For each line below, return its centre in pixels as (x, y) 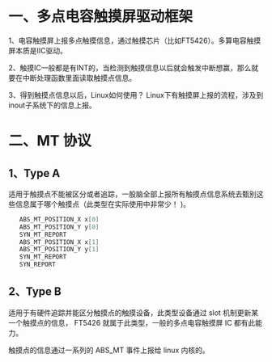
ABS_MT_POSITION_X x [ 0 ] (59, 219)
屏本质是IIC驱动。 (38, 50)
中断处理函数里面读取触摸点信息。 (79, 78)
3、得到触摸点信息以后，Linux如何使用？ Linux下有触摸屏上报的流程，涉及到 (136, 95)
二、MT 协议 (50, 141)
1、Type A (34, 173)
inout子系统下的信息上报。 (52, 105)
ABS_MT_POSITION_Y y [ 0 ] (59, 227)
